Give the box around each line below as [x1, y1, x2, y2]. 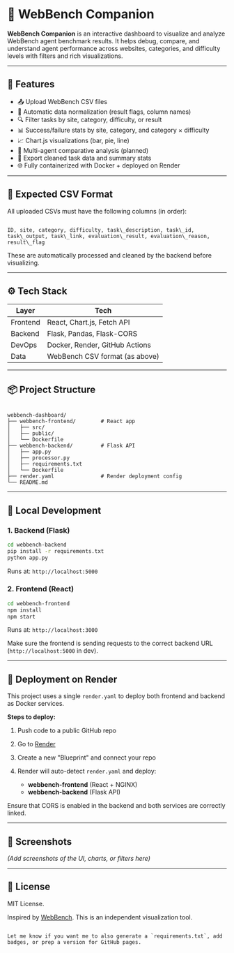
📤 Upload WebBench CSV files [17, 97, 108, 105]
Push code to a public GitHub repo [17, 726, 117, 735]
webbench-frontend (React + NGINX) [27, 781, 138, 789]
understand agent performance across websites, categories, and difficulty [7, 44, 221, 52]
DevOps [10, 340, 38, 350]
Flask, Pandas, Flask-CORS [47, 329, 138, 339]
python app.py [7, 554, 49, 561]
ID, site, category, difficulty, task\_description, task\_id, [7, 226, 195, 233]
